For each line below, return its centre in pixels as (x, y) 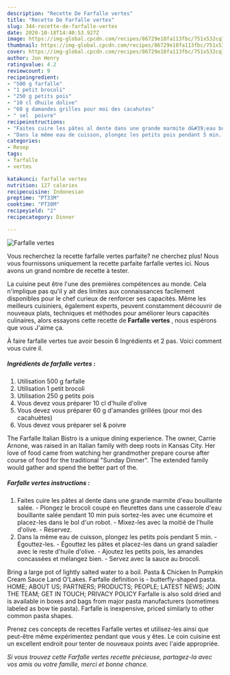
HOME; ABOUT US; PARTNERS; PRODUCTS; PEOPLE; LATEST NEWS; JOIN (114, 587)
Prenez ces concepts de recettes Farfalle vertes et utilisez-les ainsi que (108, 629)
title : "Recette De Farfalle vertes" (61, 20)
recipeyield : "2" (32, 211)
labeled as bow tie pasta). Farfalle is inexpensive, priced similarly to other (111, 608)
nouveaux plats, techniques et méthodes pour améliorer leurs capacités (108, 313)
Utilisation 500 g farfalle (51, 381)
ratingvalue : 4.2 (32, 64)
